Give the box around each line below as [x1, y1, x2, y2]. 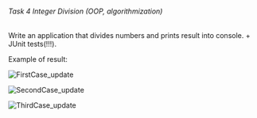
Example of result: [8, 55, 68, 64]
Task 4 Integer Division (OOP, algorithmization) [8, 6, 163, 16]
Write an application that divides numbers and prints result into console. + [8, 31, 251, 40]
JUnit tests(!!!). [8, 40, 57, 49]
